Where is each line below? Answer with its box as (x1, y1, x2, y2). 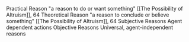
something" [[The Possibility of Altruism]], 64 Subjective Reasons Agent (6, 18, 182, 24)
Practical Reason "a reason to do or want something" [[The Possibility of (6, 5, 184, 12)
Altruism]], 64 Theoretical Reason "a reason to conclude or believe (6, 11, 169, 18)
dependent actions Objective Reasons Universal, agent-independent (6, 24, 174, 31)
